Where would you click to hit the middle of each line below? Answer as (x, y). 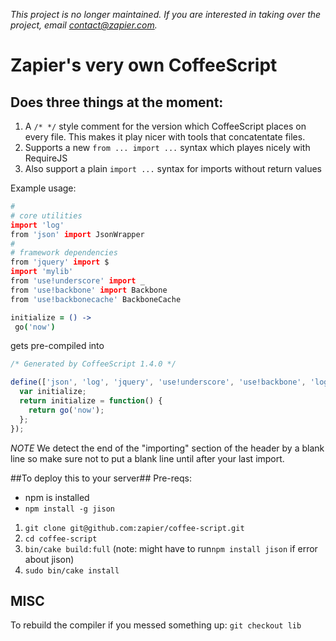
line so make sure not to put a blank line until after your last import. (147, 458)
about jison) (49, 559)
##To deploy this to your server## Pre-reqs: (101, 478)
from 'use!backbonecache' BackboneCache (96, 299)
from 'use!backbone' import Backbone (89, 290)
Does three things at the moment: (117, 102)
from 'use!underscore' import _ (77, 281)
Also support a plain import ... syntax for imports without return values (173, 168)
